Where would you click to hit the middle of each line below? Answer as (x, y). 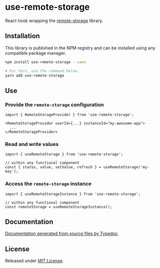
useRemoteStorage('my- (126, 167)
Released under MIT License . (34, 261)
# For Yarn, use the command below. (42, 71)
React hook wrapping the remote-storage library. (54, 21)
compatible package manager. (36, 53)
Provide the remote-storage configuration (54, 104)
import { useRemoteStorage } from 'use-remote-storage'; (64, 154)
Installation (22, 36)
